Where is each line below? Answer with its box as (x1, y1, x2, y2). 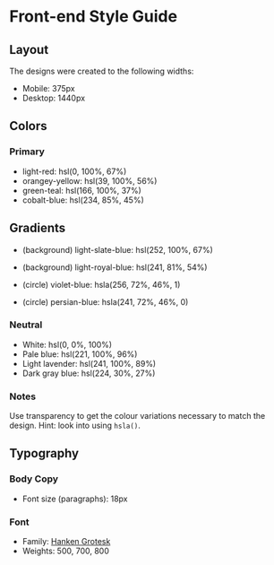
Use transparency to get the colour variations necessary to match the (9, 411, 266, 422)
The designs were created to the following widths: (9, 65, 194, 76)
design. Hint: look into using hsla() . (9, 420, 141, 431)
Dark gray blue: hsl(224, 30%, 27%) (21, 368, 156, 378)
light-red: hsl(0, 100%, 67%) (21, 166, 127, 177)
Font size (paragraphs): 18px (21, 493, 128, 504)
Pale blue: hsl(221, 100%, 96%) (21, 348, 138, 360)
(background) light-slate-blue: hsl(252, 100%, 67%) (21, 244, 213, 255)
